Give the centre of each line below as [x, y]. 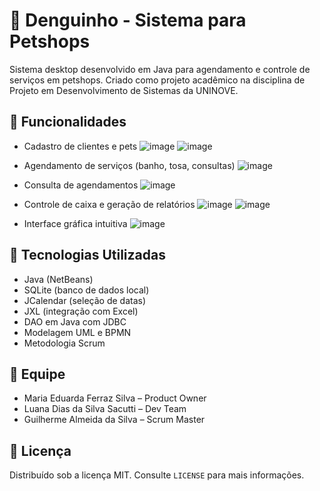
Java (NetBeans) [58, 279]
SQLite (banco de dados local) [86, 290]
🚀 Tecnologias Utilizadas [87, 255]
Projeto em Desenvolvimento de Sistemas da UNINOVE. [124, 90]
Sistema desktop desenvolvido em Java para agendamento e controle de [160, 69]
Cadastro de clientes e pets [80, 146]
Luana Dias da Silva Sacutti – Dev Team [105, 409]
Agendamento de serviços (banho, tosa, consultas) [129, 165]
